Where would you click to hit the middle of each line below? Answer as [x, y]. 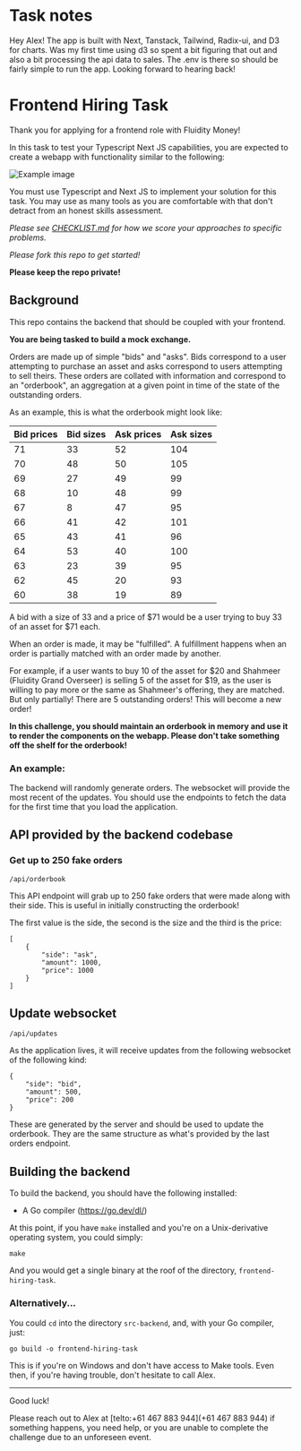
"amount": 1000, [72, 962]
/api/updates [34, 1034]
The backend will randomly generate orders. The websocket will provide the [150, 787]
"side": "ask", [70, 955]
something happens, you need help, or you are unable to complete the [139, 1427]
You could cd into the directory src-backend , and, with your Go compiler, [142, 1323]
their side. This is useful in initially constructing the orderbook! [125, 905]
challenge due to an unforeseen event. [81, 1437]
